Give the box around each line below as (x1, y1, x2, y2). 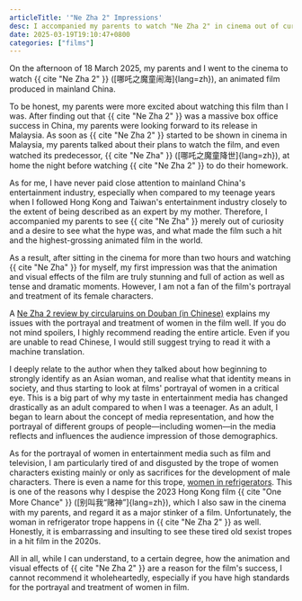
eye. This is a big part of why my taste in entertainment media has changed (9, 392, 289, 403)
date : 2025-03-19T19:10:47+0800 (9, 30, 130, 39)
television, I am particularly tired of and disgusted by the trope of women (9, 458, 279, 469)
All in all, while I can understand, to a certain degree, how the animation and (9, 553, 290, 564)
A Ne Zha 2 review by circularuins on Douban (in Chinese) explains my (9, 308, 271, 319)
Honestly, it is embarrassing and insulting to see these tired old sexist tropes (9, 526, 292, 537)
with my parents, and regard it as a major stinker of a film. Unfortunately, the (9, 507, 292, 518)
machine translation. (9, 346, 85, 357)
